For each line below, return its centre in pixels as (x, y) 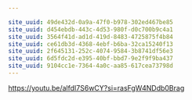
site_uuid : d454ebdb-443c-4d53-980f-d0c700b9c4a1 (91, 29)
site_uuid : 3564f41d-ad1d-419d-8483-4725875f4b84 (91, 37)
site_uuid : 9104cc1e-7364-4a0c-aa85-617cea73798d (91, 66)
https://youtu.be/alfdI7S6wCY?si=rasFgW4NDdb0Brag (96, 87)
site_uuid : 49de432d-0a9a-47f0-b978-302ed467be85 (91, 22)
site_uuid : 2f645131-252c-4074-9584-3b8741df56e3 (91, 52)
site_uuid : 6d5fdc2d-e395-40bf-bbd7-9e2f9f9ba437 (91, 59)
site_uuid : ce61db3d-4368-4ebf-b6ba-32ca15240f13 (91, 44)
